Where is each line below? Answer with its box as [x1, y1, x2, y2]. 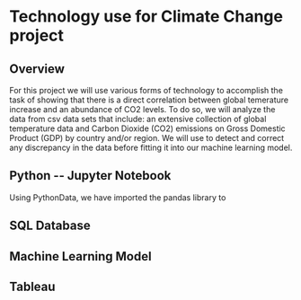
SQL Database [9, 218, 92, 234]
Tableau [9, 278, 56, 294]
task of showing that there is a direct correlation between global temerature [9, 94, 289, 105]
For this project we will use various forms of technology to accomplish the [9, 85, 283, 95]
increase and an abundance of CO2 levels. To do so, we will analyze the [9, 104, 276, 114]
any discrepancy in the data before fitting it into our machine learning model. [9, 142, 293, 153]
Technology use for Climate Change [9, 6, 283, 27]
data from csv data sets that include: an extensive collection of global [9, 114, 267, 124]
